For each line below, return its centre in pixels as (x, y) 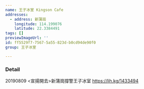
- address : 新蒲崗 (28, 19)
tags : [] (14, 33)
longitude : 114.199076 (38, 24)
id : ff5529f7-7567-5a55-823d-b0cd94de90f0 (51, 43)
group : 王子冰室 (21, 47)
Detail (13, 69)
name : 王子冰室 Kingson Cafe (34, 10)
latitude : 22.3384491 (37, 29)
